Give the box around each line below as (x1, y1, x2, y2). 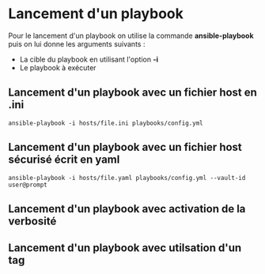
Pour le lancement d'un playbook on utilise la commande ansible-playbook (8, 31, 255, 40)
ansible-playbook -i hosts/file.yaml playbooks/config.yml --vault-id (8, 174, 246, 182)
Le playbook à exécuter (19, 62, 97, 72)
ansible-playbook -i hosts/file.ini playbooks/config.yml (8, 119, 203, 127)
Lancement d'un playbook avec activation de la (8, 202, 246, 216)
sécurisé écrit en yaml (8, 153, 120, 167)
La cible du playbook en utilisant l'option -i (19, 54, 158, 64)
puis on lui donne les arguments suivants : (8, 39, 146, 48)
